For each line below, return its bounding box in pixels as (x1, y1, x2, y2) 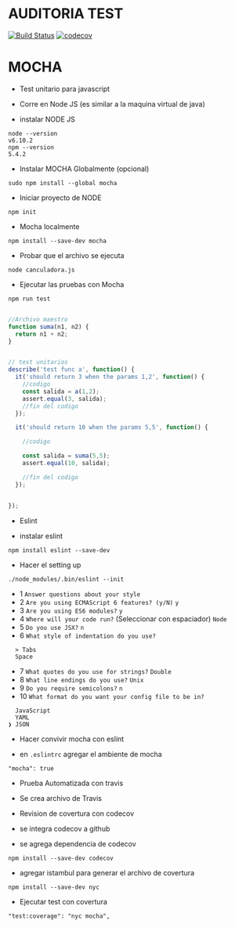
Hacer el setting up (19, 560, 81, 570)
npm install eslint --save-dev (8, 546, 110, 554)
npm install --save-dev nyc (8, 883, 100, 891)
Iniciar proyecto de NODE (19, 193, 102, 202)
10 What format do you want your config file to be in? (19, 691, 205, 701)
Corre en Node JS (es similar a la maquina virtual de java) (19, 99, 205, 108)
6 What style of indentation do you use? (19, 631, 157, 640)
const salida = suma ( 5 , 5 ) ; (22, 452, 110, 460)
